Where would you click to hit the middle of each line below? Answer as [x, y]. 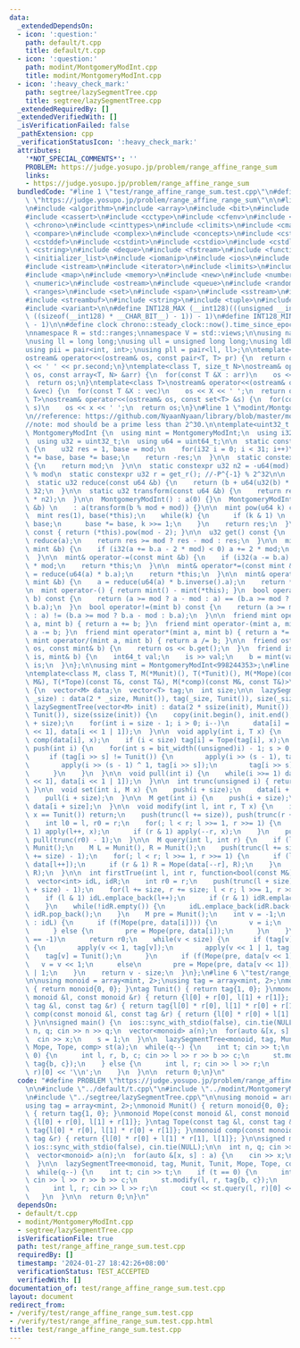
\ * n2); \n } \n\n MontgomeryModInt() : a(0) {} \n [123, 499]
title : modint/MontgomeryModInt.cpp [94, 76]
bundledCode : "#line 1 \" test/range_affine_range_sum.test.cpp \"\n [146, 192]
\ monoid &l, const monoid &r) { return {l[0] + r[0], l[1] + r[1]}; [158, 998]
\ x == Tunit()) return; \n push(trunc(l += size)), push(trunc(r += [161, 815]
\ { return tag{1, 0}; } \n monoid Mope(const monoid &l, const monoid [158, 1114]
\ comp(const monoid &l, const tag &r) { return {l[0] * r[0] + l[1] [158, 1014]
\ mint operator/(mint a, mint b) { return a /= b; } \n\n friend [151, 641]
